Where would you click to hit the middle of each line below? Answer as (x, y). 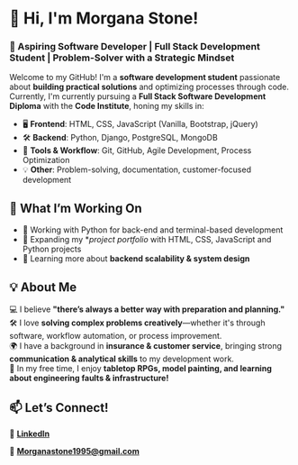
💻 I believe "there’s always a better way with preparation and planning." (147, 309)
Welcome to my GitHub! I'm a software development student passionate (145, 77)
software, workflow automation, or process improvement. (116, 336)
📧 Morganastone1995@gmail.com (74, 451)
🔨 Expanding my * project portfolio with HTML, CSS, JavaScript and (147, 240)
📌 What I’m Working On (76, 208)
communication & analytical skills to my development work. (122, 359)
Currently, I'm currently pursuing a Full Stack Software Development (138, 96)
